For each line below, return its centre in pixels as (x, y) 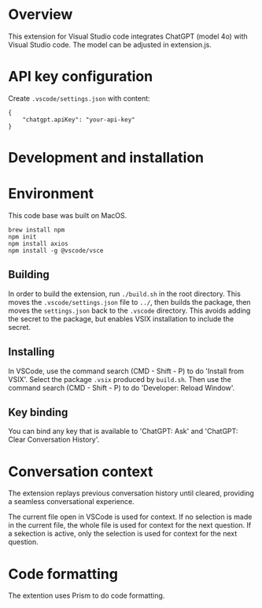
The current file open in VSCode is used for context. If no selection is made (130, 517)
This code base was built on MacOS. (68, 215)
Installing (31, 352)
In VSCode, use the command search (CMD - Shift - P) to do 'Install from (126, 371)
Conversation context (81, 471)
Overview (41, 15)
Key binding (38, 412)
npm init (22, 237)
